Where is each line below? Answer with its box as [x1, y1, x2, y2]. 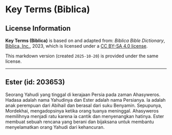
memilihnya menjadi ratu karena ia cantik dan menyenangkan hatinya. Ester [5, 113, 164, 119]
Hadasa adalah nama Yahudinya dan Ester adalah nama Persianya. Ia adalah [5, 97, 166, 103]
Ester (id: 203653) [5, 78, 65, 86]
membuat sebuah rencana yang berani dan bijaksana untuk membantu [5, 119, 155, 125]
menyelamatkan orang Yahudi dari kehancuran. [5, 124, 105, 130]
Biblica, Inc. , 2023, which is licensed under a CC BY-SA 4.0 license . [5, 43, 148, 49]
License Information [5, 24, 71, 33]
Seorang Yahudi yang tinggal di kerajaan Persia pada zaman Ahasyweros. [5, 91, 161, 98]
